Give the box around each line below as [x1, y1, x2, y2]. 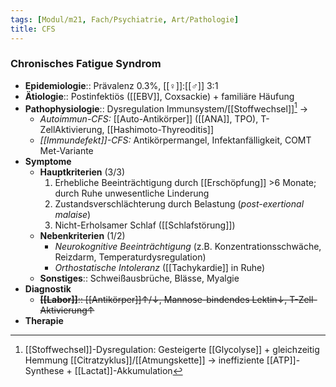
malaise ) [54, 209, 92, 221]
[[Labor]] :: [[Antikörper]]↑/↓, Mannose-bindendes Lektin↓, [39, 294, 288, 306]
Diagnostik [24, 283, 72, 295]
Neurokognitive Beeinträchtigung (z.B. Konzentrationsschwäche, [54, 241, 322, 253]
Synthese [24, 365, 65, 377]
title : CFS [10, 24, 56, 34]
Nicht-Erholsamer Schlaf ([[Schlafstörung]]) [54, 219, 236, 231]
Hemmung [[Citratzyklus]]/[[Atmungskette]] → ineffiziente [24, 354, 265, 366]
